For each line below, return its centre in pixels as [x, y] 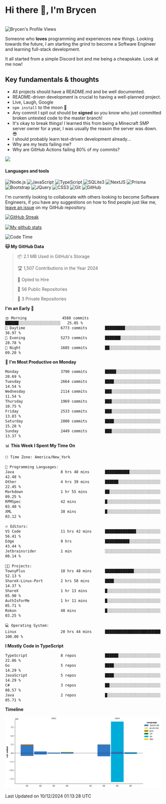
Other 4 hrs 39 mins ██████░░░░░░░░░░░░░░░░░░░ [83, 482]
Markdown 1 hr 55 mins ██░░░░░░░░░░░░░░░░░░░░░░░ [83, 492]
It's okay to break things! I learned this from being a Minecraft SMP [81, 123]
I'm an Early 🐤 [20, 308]
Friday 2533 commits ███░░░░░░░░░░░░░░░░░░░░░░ [83, 411]
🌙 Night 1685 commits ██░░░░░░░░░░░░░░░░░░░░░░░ [83, 348]
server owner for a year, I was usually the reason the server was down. [85, 128]
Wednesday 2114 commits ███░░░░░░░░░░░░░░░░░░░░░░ [83, 391]
